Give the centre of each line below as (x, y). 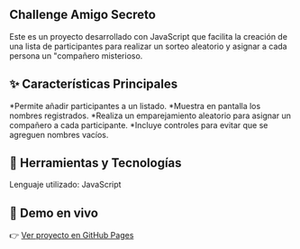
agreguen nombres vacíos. (59, 134)
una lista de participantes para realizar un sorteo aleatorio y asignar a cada (148, 46)
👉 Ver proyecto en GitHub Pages (72, 235)
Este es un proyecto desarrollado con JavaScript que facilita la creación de (149, 36)
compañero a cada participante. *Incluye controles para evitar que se (139, 124)
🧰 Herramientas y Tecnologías (95, 163)
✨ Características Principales (94, 84)
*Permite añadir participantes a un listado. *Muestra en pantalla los (135, 106)
